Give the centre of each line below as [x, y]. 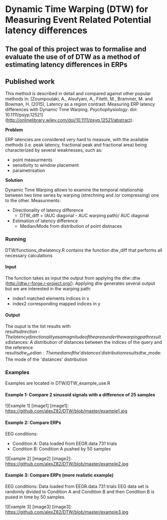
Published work [30, 81]
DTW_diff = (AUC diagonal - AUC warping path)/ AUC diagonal [84, 216]
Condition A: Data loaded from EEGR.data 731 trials [65, 443]
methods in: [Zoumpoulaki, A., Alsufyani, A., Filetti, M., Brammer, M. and [79, 99]
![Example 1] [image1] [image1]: [37, 406]
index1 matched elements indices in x [51, 298]
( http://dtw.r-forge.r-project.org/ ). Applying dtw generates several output [80, 283]
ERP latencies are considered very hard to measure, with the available [77, 140]
